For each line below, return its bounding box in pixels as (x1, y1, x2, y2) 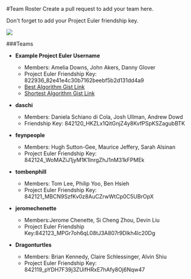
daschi (15, 102, 33, 108)
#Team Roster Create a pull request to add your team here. (6, 5, 154, 12)
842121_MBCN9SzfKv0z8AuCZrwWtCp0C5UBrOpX (24, 193, 154, 200)
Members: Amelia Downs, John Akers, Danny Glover (24, 64, 156, 71)
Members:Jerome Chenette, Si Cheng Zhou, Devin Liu (24, 216, 160, 224)
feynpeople (15, 132, 46, 139)
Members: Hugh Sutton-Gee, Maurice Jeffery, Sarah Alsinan (24, 143, 176, 150)
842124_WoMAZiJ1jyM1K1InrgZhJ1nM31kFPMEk (24, 157, 145, 163)
